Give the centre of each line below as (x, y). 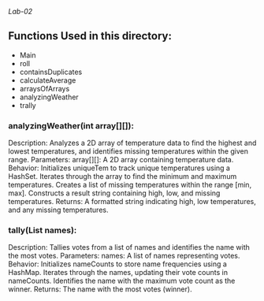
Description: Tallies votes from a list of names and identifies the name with (129, 247)
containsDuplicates (51, 72)
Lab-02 (20, 11)
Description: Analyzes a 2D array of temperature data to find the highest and (132, 143)
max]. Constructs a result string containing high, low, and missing (114, 193)
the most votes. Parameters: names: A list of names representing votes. (124, 256)
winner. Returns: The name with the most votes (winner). (100, 289)
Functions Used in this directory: (90, 36)
